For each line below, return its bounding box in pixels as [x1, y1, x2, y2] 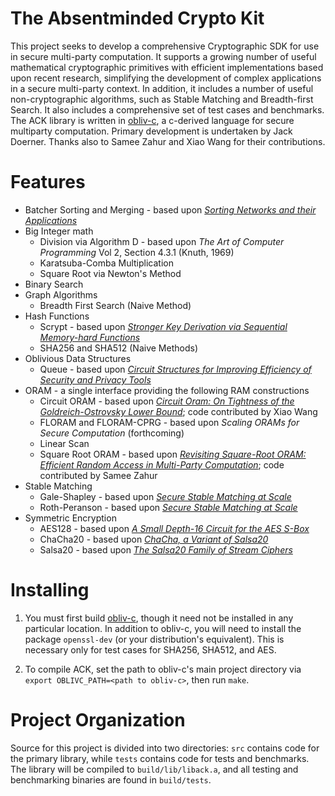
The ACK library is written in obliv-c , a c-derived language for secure [10, 114, 295, 126]
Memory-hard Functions [39, 331, 141, 343]
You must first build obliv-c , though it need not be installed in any [24, 612, 294, 624]
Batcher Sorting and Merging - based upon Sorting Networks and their [24, 203, 317, 216]
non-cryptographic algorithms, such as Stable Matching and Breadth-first [10, 93, 314, 105]
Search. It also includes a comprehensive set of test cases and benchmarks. [10, 103, 325, 116]
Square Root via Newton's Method [39, 267, 182, 279]
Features [10, 171, 86, 194]
